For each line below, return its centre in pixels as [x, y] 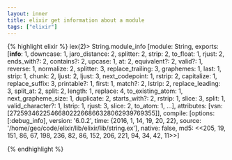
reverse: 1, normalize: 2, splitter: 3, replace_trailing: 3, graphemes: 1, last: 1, [114, 69]
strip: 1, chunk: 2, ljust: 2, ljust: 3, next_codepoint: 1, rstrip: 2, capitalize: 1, [112, 76]
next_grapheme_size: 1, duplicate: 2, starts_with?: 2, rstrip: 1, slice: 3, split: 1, [116, 99]
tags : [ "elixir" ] [32, 27]
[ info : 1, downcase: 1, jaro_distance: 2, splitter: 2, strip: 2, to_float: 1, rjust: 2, [116, 54]
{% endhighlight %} [36, 149]
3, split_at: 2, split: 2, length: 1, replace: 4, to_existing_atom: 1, [95, 91]
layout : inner [28, 14]
